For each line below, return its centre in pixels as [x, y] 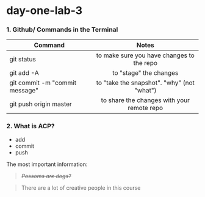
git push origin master [41, 104]
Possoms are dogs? [46, 176]
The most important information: [47, 164]
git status [23, 60]
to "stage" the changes [146, 73]
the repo [145, 63]
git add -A [24, 73]
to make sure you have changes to [146, 55]
